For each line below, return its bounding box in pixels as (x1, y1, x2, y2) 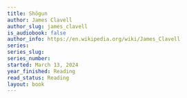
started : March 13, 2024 (7, 61, 79, 68)
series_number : (7, 55, 51, 62)
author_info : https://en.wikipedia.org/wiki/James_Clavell (7, 36, 181, 43)
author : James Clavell (7, 17, 72, 23)
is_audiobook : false (7, 29, 67, 37)
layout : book (7, 81, 45, 88)
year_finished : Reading (7, 68, 76, 75)
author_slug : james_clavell (7, 23, 88, 30)
